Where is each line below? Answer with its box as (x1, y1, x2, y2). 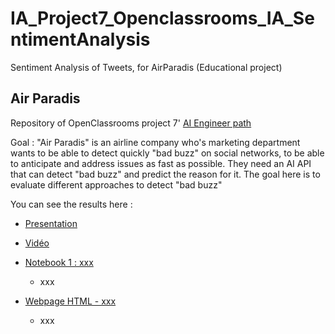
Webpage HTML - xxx (24, 295, 117, 307)
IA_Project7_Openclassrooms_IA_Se (10, 7, 315, 30)
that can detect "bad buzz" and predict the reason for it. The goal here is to (10, 168, 321, 180)
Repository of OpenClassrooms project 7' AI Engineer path (10, 117, 252, 129)
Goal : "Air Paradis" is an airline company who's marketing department (10, 136, 301, 148)
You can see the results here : (10, 198, 133, 210)
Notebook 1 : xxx (24, 256, 94, 268)
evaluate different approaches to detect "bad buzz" (10, 178, 223, 191)
